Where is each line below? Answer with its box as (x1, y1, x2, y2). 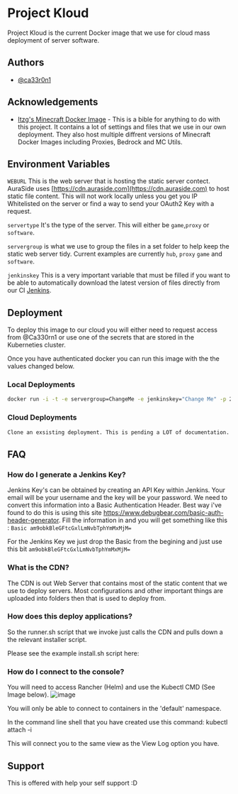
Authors (7, 57, 45, 69)
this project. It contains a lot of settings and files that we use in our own (17, 122, 227, 131)
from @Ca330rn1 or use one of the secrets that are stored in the (7, 333, 195, 342)
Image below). (7, 690, 50, 699)
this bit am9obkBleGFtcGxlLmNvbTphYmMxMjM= (7, 545, 131, 553)
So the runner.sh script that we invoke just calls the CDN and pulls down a (7, 627, 223, 636)
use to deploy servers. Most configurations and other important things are (7, 586, 223, 594)
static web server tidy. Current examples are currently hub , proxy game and (7, 250, 223, 259)
